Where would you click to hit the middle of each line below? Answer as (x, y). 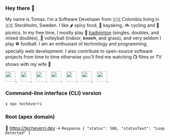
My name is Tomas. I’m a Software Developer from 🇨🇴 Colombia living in (82, 19)
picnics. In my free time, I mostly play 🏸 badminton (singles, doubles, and (82, 33)
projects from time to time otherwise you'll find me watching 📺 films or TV (83, 57)
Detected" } (18, 133)
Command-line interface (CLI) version (53, 93)
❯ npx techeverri (24, 104)
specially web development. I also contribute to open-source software (79, 51)
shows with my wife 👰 (28, 64)
